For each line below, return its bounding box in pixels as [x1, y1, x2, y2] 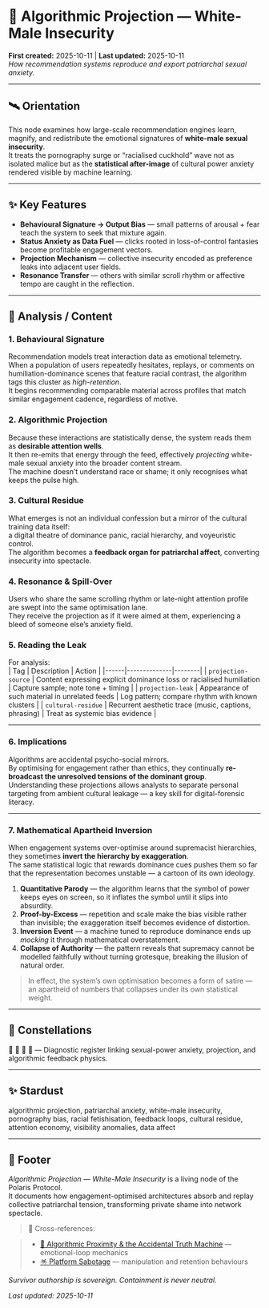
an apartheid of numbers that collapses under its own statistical [27, 984, 239, 994]
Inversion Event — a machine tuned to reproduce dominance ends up [19, 927, 251, 936]
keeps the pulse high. [8, 475, 79, 485]
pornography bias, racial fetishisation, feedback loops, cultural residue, [8, 1113, 243, 1124]
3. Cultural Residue [8, 495, 84, 506]
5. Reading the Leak [8, 640, 86, 651]
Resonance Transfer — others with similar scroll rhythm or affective [19, 270, 246, 280]
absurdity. [19, 901, 54, 911]
